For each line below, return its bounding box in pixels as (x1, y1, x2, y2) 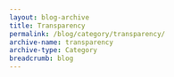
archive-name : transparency (9, 37, 114, 47)
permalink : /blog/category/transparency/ (9, 29, 166, 38)
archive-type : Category (9, 46, 98, 55)
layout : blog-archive (9, 12, 90, 22)
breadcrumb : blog (9, 54, 74, 63)
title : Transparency (9, 21, 87, 30)
